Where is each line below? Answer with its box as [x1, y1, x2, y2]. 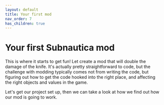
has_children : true [5, 21, 45, 26]
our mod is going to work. [5, 94, 58, 100]
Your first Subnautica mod [5, 42, 115, 53]
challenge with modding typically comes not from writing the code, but [5, 69, 149, 75]
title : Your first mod [5, 12, 52, 17]
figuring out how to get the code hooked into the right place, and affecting [5, 74, 156, 80]
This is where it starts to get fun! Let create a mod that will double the [5, 59, 146, 65]
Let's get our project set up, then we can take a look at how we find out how [5, 89, 160, 95]
